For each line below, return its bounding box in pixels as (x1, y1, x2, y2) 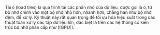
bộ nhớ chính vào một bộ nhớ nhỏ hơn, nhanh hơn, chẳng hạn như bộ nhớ (5, 9, 152, 15)
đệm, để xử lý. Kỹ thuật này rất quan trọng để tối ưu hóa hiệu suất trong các (5, 15, 156, 20)
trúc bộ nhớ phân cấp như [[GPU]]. (5, 25, 74, 30)
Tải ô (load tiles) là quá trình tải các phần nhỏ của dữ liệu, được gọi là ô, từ (5, 5, 152, 10)
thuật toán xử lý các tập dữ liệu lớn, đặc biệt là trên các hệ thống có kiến (5, 19, 149, 25)
